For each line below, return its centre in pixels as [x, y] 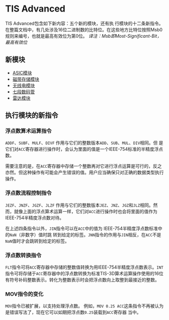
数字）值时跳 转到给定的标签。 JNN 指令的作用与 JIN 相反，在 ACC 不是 [93, 234]
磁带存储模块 [26, 79]
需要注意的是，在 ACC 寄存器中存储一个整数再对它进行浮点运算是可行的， [79, 166]
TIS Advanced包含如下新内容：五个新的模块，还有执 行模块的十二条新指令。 [84, 23]
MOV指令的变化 [24, 294]
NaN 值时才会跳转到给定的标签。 [37, 241]
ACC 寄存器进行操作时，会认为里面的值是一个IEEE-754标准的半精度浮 [89, 149]
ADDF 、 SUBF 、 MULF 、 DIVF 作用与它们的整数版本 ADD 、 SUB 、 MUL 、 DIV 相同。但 [81, 143]
